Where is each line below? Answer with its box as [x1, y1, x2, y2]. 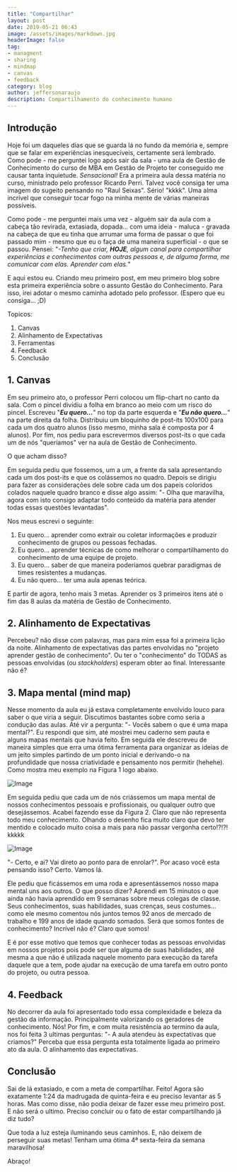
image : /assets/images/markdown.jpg [7, 30, 115, 38]
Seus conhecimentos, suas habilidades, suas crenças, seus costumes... [7, 902, 216, 910]
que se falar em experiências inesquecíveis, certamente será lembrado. [7, 148, 216, 156]
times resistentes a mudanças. [17, 568, 108, 577]
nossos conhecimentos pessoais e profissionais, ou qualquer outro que [7, 800, 216, 809]
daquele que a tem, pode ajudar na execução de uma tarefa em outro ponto [7, 960, 228, 970]
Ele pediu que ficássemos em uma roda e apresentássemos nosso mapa [7, 879, 219, 888]
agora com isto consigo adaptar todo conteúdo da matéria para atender [7, 495, 216, 504]
